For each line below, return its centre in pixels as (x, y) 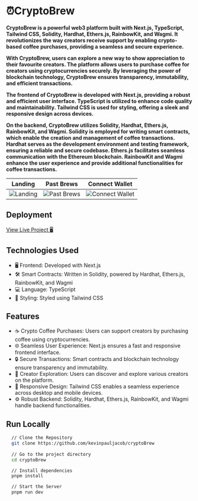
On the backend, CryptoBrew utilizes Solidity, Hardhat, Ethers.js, (87, 125)
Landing (23, 184)
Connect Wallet (110, 184)
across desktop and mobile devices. (59, 393)
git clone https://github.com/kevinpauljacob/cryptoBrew (83, 443)
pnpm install (27, 476)
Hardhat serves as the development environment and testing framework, (98, 144)
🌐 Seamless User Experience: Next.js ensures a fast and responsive (98, 346)
